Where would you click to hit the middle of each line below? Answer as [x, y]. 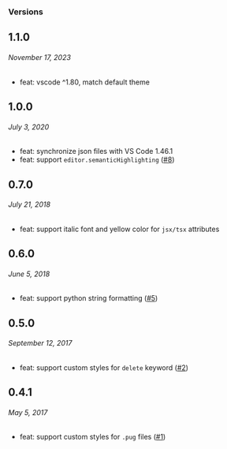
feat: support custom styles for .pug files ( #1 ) [93, 437]
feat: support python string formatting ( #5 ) [89, 298]
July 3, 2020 [29, 127]
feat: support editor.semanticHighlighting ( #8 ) [97, 159]
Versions [26, 12]
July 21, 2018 [30, 204]
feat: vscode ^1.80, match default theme [84, 82]
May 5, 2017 [28, 412]
